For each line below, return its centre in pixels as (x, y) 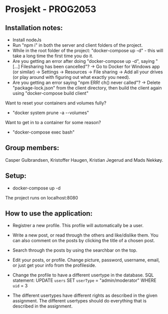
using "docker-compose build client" (50, 93)
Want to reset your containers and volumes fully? (56, 103)
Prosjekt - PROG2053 (51, 9)
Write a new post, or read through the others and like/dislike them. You (86, 235)
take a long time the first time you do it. (53, 56)
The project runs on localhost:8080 (42, 197)
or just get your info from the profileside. (54, 265)
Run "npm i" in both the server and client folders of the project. (77, 45)
